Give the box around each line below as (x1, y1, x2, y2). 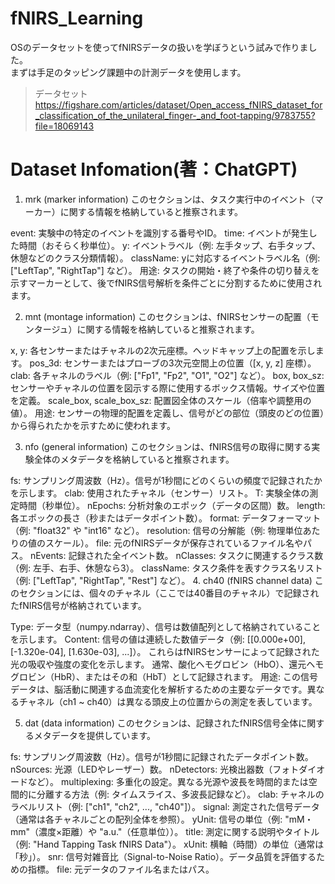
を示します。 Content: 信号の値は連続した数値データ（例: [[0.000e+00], (10, 633, 306, 645)
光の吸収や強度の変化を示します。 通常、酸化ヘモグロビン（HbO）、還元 (10, 658, 307, 670)
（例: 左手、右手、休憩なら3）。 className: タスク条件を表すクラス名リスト (10, 562, 323, 574)
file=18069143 (34, 120, 95, 132)
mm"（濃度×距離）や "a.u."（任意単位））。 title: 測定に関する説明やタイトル (10, 825, 320, 837)
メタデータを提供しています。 (33, 729, 156, 741)
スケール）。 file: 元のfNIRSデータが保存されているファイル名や (44, 537, 304, 549)
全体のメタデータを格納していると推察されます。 (33, 453, 235, 465)
